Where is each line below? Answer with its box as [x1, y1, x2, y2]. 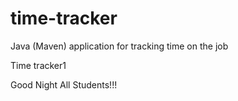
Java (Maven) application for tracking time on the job [10, 40, 229, 52]
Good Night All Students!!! [10, 78, 118, 91]
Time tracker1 [10, 59, 67, 71]
